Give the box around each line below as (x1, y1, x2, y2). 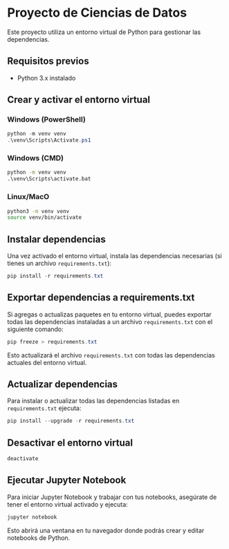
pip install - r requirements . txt (7, 273, 104, 280)
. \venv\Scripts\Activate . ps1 (7, 137, 91, 144)
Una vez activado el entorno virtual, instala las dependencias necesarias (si (7, 252, 223, 260)
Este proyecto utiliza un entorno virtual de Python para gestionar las (7, 28, 201, 36)
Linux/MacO (7, 192, 50, 202)
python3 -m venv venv (7, 208, 70, 214)
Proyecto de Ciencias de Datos (7, 5, 187, 21)
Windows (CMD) (7, 153, 64, 163)
